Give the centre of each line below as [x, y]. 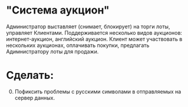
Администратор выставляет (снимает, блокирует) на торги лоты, [88, 26]
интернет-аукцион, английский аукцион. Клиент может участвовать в [94, 39]
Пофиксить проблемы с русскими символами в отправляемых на [98, 91]
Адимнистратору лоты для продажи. [52, 51]
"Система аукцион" [58, 10]
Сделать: [30, 76]
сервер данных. [35, 98]
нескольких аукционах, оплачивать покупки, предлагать [78, 45]
